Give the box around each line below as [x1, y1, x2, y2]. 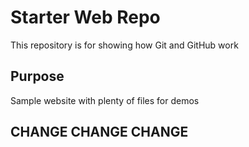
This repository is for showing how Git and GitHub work [10, 39, 239, 51]
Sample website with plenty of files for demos [10, 94, 200, 106]
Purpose [10, 68, 65, 85]
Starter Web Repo [10, 6, 161, 29]
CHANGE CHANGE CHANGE [10, 124, 189, 141]
